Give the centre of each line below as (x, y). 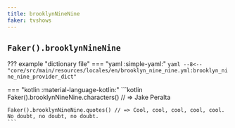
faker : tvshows (30, 20)
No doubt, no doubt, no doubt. (53, 117)
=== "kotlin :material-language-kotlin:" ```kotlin (75, 90)
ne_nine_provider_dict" (42, 77)
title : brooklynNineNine (44, 14)
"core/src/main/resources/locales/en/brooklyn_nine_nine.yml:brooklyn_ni (118, 71)
